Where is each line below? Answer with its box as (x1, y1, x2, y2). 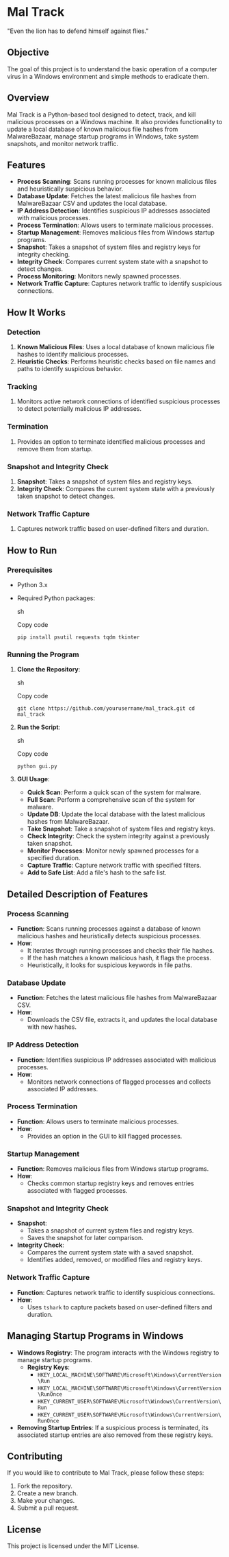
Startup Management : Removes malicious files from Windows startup (16, 228, 215, 237)
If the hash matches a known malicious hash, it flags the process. (27, 953, 212, 962)
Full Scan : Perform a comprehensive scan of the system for (27, 796, 196, 804)
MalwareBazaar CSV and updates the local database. (16, 200, 167, 208)
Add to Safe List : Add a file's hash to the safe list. (27, 868, 167, 877)
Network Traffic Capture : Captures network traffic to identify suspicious (16, 279, 222, 288)
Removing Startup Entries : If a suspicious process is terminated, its (16, 1423, 208, 1431)
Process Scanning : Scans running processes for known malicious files (16, 178, 217, 186)
